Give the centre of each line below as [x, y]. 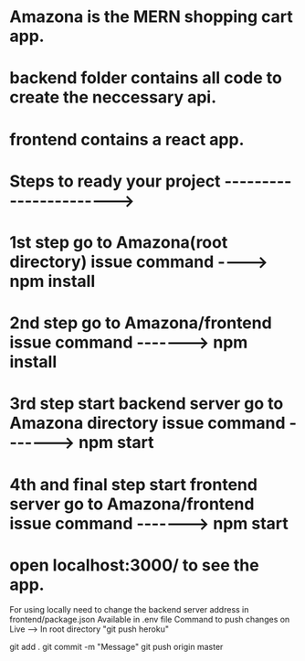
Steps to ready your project [115, 181]
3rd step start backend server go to [147, 404]
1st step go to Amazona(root [119, 242]
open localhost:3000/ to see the [134, 565]
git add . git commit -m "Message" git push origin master [116, 647]
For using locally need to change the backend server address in [129, 610]
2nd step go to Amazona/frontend [141, 323]
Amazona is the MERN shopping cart [152, 17]
